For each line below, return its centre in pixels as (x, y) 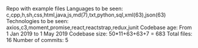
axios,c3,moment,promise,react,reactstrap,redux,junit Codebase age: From (99, 27)
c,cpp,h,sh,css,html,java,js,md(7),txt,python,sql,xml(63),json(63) (86, 15)
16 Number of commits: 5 (37, 40)
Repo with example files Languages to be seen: (64, 9)
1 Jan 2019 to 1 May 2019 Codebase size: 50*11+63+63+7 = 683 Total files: (99, 34)
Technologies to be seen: (37, 21)
